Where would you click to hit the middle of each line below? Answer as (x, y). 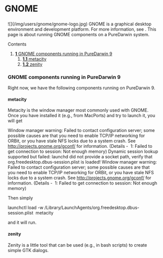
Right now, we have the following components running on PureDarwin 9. (81, 88)
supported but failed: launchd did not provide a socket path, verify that (80, 157)
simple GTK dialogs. (28, 250)
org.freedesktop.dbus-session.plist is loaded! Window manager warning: (82, 162)
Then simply (20, 198)
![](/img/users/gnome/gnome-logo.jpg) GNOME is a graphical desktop (80, 24)
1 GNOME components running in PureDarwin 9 (64, 54)
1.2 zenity (33, 64)
